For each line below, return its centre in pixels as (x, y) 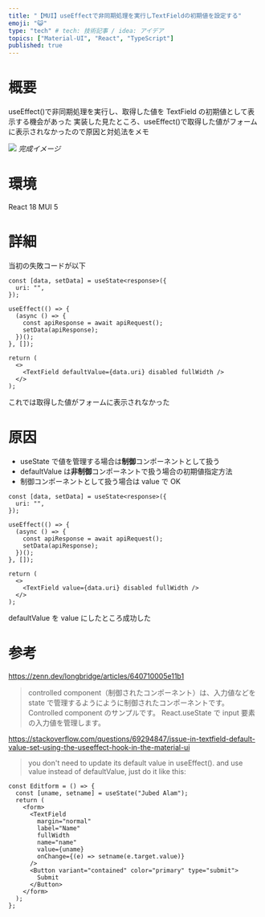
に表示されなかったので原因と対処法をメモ (79, 132)
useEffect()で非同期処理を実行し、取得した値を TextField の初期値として (128, 112)
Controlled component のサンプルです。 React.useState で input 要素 (141, 712)
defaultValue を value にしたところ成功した (79, 617)
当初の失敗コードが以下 (47, 265)
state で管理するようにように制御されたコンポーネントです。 (128, 703)
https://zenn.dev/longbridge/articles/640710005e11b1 (96, 676)
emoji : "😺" (28, 23)
